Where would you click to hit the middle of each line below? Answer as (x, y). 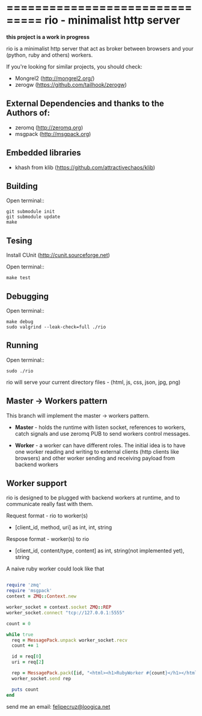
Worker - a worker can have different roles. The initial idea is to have (100, 445)
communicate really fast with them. (50, 504)
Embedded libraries (44, 153)
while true (20, 634)
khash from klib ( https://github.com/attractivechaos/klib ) (85, 167)
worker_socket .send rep (41, 678)
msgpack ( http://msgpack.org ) (53, 134)
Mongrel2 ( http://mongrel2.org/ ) (55, 78)
